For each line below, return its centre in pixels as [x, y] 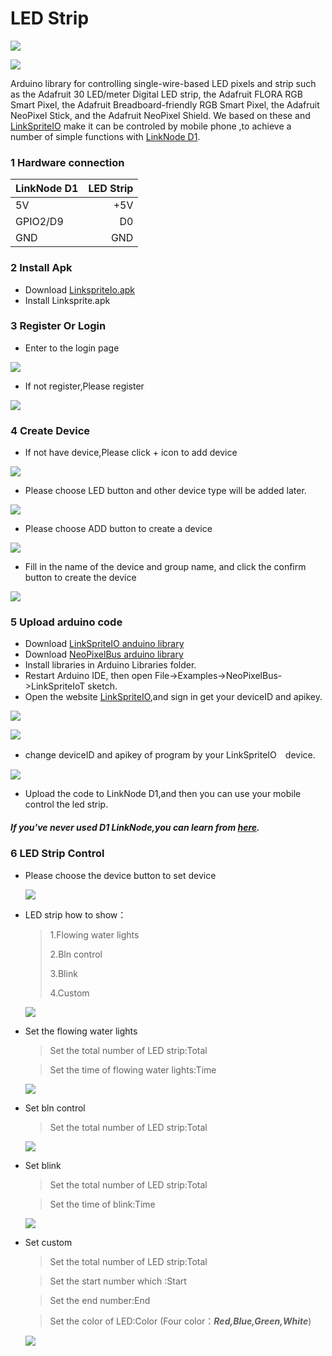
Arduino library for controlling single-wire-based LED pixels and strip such [163, 83]
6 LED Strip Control [57, 854]
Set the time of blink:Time [102, 1204]
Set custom [48, 1242]
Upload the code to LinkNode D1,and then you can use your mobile [163, 794]
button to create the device [80, 578]
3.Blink [63, 973]
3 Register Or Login [58, 326]
